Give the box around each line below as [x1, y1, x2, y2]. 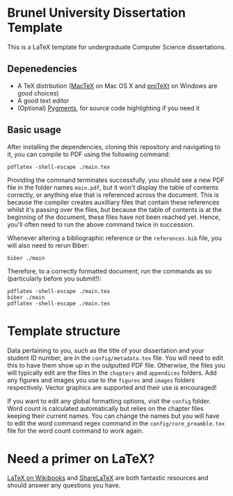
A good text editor [17, 96, 70, 105]
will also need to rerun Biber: [7, 241, 89, 249]
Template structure [7, 323, 120, 339]
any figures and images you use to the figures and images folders [7, 375, 195, 384]
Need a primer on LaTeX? [7, 451, 155, 467]
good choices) [17, 89, 59, 97]
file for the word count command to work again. [7, 426, 144, 435]
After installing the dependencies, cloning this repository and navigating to [7, 142, 221, 151]
